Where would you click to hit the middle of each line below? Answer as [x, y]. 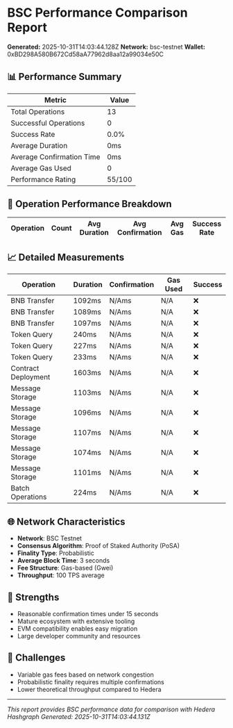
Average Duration [39, 145]
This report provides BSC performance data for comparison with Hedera [111, 709]
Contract [25, 368]
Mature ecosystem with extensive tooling [76, 621]
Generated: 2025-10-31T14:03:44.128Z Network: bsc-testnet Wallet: [106, 47]
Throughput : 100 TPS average [61, 575]
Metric [55, 100]
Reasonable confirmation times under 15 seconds [88, 614]
